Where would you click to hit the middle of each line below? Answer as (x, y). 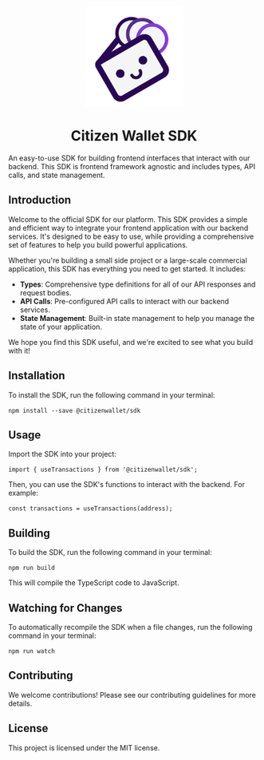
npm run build (32, 568)
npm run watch (32, 651)
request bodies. (45, 292)
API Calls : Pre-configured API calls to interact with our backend (124, 301)
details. (20, 703)
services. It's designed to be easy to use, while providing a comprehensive (131, 236)
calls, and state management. (57, 175)
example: (23, 493)
